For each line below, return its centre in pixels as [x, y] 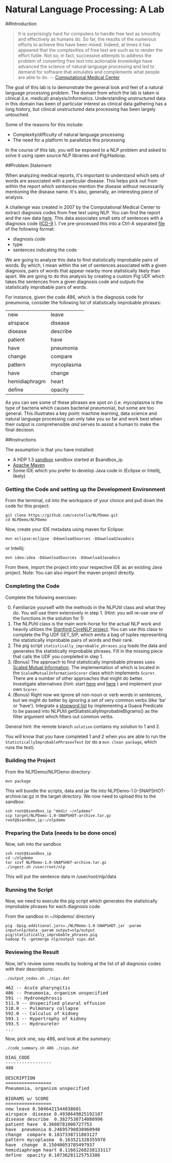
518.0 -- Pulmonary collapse [42, 1008]
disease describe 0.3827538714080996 [54, 1119]
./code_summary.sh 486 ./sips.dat [42, 1048]
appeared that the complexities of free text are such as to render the [90, 50]
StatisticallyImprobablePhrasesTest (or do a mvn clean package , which [81, 742]
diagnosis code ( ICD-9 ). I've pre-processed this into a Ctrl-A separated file [85, 223]
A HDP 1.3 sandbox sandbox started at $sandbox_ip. [68, 459]
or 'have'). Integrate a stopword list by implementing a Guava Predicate [88, 706]
